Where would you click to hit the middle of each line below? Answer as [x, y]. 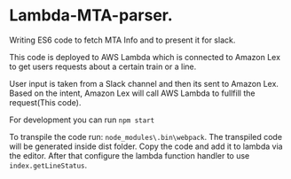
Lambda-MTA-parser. [91, 16]
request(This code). [45, 102]
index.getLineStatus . [48, 165]
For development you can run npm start [82, 120]
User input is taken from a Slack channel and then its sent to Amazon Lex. [144, 83]
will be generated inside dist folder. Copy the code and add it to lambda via [146, 146]
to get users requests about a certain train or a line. [103, 66]
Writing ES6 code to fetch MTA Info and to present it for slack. [122, 40]
